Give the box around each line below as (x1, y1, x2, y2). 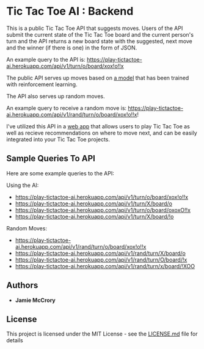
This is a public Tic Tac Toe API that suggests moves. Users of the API (6, 24, 183, 32)
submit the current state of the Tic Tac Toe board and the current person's (6, 31, 194, 38)
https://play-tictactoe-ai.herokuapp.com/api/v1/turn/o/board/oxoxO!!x (15, 206, 191, 213)
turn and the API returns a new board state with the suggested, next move (6, 37, 192, 45)
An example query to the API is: (6, 56, 86, 63)
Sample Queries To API (6, 153, 96, 164)
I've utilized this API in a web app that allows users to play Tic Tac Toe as (6, 122, 191, 130)
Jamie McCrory (15, 296, 56, 304)
